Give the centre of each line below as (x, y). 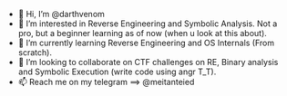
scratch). (35, 53)
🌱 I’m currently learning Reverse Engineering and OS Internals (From (146, 43)
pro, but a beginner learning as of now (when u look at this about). (142, 33)
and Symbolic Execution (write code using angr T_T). (117, 72)
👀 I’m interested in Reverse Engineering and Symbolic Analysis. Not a (148, 24)
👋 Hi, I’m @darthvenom (61, 14)
